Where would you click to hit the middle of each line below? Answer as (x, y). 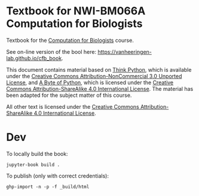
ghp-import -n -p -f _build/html (48, 186)
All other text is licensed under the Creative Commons (73, 106)
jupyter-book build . (33, 165)
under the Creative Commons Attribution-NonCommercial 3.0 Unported (94, 76)
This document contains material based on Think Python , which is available (99, 69)
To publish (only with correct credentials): (58, 176)
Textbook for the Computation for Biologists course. (70, 40)
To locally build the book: (37, 154)
